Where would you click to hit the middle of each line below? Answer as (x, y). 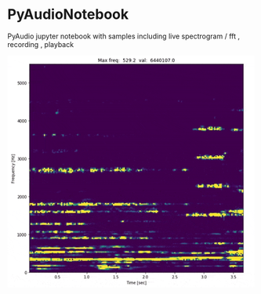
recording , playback (41, 44)
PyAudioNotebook (68, 15)
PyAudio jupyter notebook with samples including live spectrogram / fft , (124, 36)
